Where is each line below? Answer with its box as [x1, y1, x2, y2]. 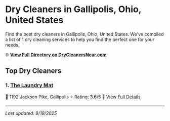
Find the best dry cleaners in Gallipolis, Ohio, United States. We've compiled [5, 31, 164, 37]
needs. [5, 42, 20, 48]
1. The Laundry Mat [5, 82, 54, 89]
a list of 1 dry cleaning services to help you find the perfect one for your [5, 36, 155, 43]
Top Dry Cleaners [5, 67, 62, 75]
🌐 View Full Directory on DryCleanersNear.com [5, 52, 107, 58]
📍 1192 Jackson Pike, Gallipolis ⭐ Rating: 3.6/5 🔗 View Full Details [5, 94, 141, 100]
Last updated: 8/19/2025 [5, 110, 57, 116]
